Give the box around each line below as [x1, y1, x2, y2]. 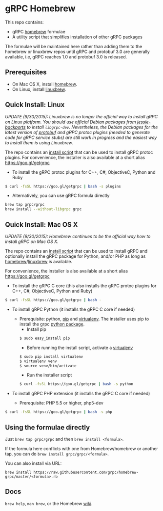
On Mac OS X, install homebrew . [12, 81, 77, 87]
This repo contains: [5, 19, 44, 25]
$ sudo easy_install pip [19, 336, 70, 341]
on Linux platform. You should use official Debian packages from [5, 119, 136, 125]
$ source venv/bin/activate [19, 363, 77, 368]
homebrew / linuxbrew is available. [5, 259, 72, 264]
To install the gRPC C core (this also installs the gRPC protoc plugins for [12, 283, 157, 289]
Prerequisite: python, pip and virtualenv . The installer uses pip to [19, 316, 149, 322]
